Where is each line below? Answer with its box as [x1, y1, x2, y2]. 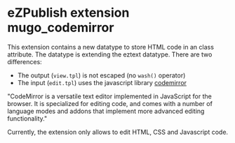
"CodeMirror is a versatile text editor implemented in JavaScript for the [7, 92, 212, 100]
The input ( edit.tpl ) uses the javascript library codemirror [17, 78, 187, 86]
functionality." [7, 114, 48, 123]
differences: [7, 57, 42, 66]
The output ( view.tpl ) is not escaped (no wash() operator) [17, 71, 186, 80]
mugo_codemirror [7, 20, 114, 36]
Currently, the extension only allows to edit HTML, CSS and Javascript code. [7, 128, 229, 136]
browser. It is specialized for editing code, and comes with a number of [7, 99, 213, 107]
